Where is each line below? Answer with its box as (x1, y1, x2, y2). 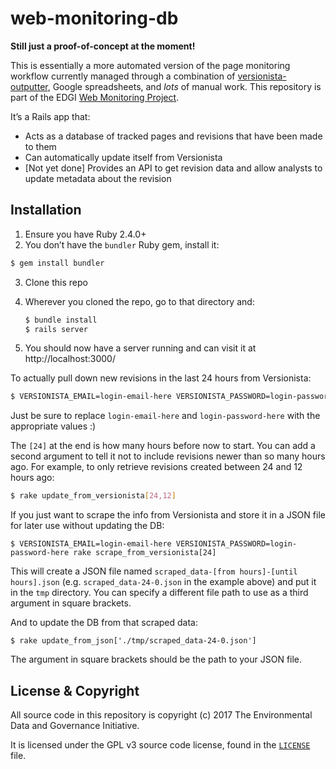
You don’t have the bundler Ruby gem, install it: (24, 238, 220, 251)
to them (24, 140, 57, 152)
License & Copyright (10, 682, 140, 699)
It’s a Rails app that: (10, 110, 91, 122)
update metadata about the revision (24, 172, 172, 184)
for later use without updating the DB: (10, 520, 165, 532)
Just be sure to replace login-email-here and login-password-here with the (10, 410, 321, 422)
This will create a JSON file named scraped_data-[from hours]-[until (10, 565, 298, 577)
